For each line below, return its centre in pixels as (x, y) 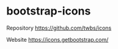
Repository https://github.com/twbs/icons (59, 28)
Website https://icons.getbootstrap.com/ (57, 39)
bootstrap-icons (49, 11)
